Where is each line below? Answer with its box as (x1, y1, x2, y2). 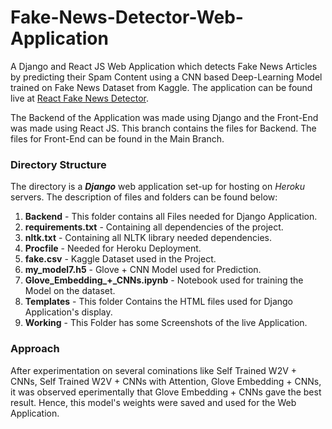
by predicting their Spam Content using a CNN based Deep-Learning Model (10, 71, 323, 83)
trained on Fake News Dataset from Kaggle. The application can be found (10, 81, 313, 93)
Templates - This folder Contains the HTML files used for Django (24, 296, 294, 308)
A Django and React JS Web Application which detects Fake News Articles (10, 60, 318, 72)
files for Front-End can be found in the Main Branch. (10, 132, 225, 145)
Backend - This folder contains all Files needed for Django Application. (24, 211, 318, 223)
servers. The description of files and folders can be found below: (10, 191, 278, 203)
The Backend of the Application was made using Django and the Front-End (10, 111, 319, 123)
